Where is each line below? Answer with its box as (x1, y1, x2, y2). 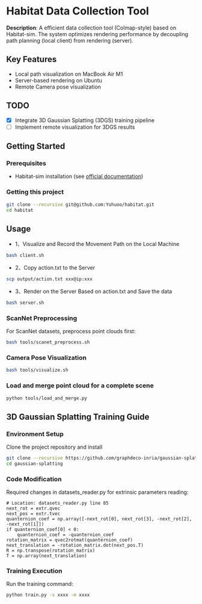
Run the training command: (6, 581, 73, 588)
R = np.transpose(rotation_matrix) (6, 547, 96, 554)
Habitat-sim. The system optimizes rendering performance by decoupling (6, 30, 188, 37)
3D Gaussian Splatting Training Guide (6, 411, 150, 422)
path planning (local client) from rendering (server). (6, 37, 133, 44)
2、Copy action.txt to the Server (14, 264, 95, 271)
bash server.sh (6, 300, 44, 306)
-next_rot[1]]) (6, 522, 44, 528)
